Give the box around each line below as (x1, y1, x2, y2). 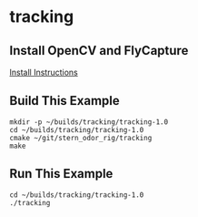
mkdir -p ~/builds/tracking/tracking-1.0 (9, 117, 169, 127)
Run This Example (9, 166, 114, 181)
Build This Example (9, 93, 120, 108)
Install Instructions (9, 67, 79, 77)
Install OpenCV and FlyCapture (9, 43, 189, 58)
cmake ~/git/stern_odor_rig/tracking (9, 133, 153, 142)
